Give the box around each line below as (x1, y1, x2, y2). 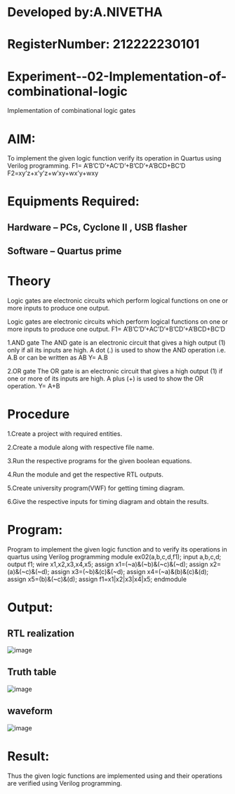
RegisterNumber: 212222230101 (7, 36, 200, 53)
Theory (7, 273, 51, 289)
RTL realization (7, 627, 75, 639)
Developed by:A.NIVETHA (7, 4, 163, 20)
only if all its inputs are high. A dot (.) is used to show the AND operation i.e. (7, 346, 226, 355)
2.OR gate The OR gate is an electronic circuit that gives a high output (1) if (7, 367, 223, 376)
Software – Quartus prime (7, 245, 122, 257)
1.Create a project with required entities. (7, 430, 123, 438)
